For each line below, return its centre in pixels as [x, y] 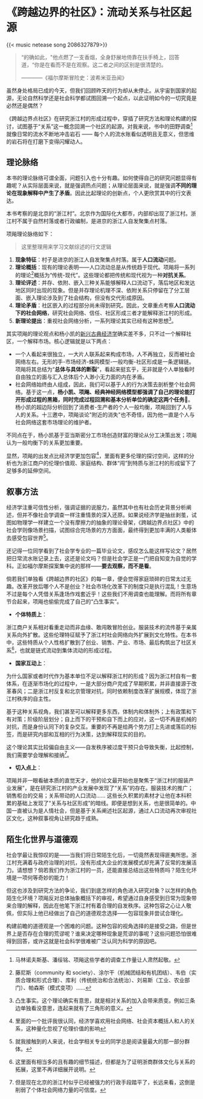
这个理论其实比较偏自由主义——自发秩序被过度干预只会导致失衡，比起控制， [101, 747]
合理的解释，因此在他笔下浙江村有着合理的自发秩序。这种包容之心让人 [98, 905]
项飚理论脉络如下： [30, 234]
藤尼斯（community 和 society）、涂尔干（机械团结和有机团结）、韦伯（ [103, 973]
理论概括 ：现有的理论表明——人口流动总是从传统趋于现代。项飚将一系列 [105, 267]
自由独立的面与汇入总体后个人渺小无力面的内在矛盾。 [81, 376]
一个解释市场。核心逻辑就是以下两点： [64, 341]
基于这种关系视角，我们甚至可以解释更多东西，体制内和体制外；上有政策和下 [101, 711]
